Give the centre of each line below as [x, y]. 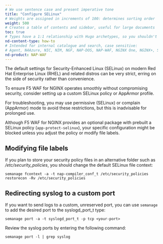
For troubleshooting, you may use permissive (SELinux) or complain [73, 103]
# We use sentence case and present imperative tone [59, 9]
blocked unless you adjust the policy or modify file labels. [62, 133]
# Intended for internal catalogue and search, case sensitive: [71, 46]
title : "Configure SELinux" [33, 14]
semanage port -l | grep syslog [38, 237]
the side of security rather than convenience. [50, 79]
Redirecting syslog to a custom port [60, 193]
